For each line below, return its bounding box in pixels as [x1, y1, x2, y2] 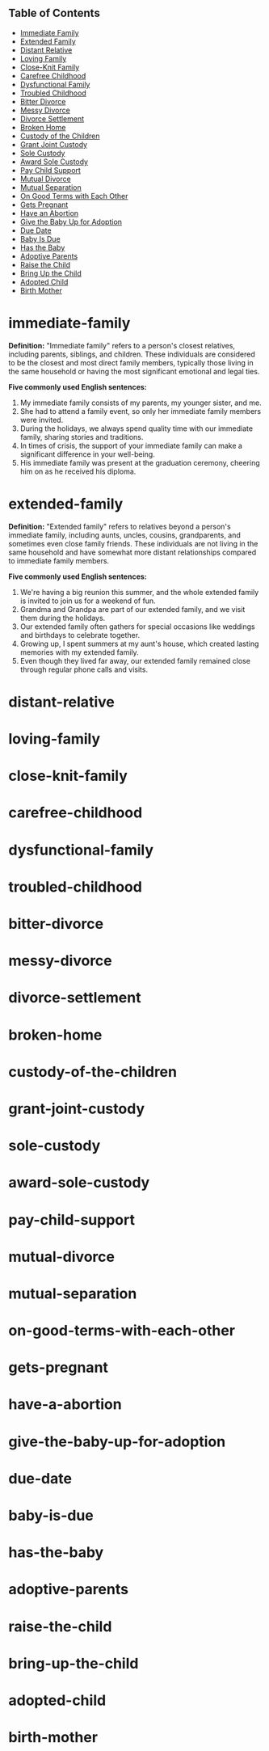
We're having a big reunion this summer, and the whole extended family [19, 587, 259, 597]
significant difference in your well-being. [19, 449, 155, 459]
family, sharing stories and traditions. [19, 432, 144, 441]
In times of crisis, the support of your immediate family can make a [19, 441, 242, 450]
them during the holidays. [19, 613, 106, 622]
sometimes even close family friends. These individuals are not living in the [8, 538, 258, 548]
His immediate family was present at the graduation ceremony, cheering [19, 458, 260, 467]
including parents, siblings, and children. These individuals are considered [8, 349, 256, 359]
